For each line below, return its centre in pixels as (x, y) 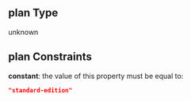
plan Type (33, 13)
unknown (23, 32)
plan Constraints (50, 57)
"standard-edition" (40, 90)
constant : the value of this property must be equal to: (96, 76)
